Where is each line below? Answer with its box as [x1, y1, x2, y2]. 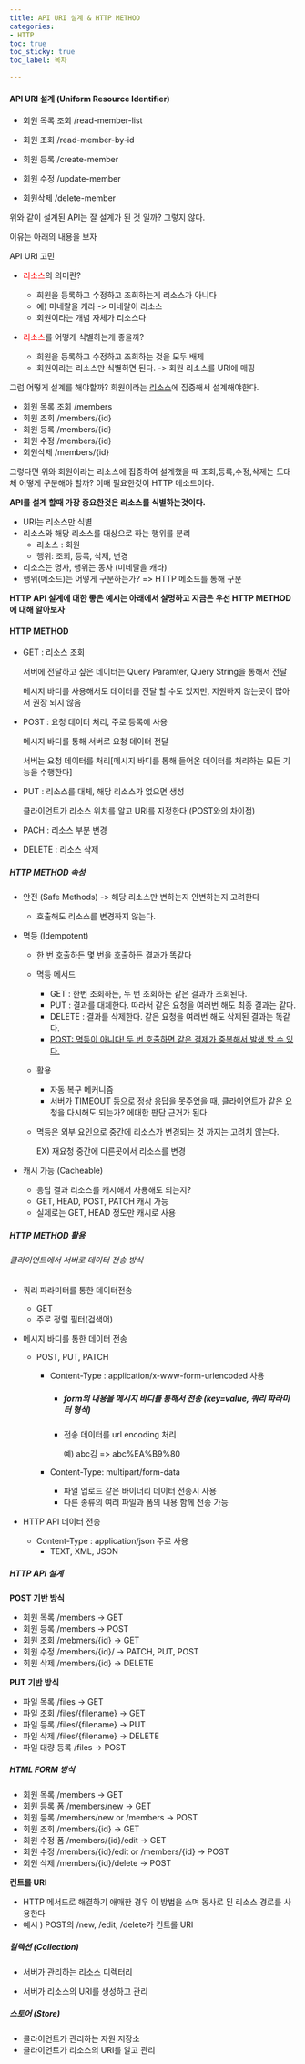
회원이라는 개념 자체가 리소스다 [36, 312, 147, 324]
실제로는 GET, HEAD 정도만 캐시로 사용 [36, 1208, 176, 1219]
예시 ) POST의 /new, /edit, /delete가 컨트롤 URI [22, 1919, 194, 1930]
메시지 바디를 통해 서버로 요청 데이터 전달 [22, 736, 169, 747]
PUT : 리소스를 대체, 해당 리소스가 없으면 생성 [22, 786, 185, 797]
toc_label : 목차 [9, 56, 67, 65]
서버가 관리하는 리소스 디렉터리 [22, 1966, 133, 1977]
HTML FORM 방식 [9, 1764, 76, 1775]
